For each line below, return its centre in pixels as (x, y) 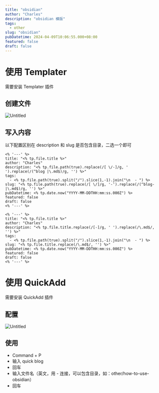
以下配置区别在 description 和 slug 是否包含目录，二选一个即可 (68, 145)
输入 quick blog (28, 361)
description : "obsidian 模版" (35, 19)
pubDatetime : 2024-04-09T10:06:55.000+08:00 (51, 37)
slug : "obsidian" (23, 32)
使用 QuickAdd (36, 283)
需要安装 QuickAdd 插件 (29, 297)
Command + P (27, 355)
